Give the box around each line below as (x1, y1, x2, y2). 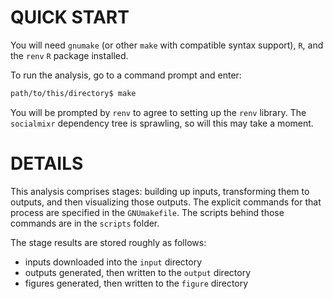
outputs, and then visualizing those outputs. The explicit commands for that (10, 196, 322, 208)
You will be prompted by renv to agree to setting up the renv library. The (10, 106, 307, 118)
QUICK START (10, 6, 130, 29)
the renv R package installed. (10, 49, 129, 61)
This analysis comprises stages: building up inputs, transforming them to (10, 185, 310, 197)
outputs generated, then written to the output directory (24, 266, 251, 278)
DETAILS (10, 152, 84, 175)
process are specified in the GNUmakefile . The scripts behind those (10, 206, 285, 218)
